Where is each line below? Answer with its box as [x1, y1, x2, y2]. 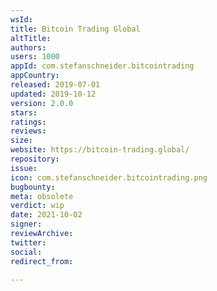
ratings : [10, 117, 47, 127]
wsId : [10, 14, 33, 25]
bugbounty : [10, 182, 56, 192]
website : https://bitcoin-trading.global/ [10, 145, 190, 155]
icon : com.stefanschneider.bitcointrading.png [10, 172, 208, 183]
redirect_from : [10, 256, 74, 266]
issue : [10, 163, 38, 173]
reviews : [10, 126, 47, 136]
